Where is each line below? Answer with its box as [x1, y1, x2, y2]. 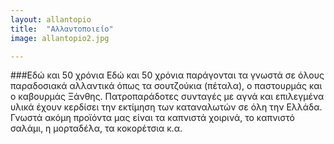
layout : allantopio [10, 14, 92, 25]
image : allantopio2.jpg [10, 33, 110, 43]
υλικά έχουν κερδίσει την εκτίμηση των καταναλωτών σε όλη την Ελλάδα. [10, 101, 323, 113]
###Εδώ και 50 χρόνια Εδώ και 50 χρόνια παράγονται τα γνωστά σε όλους [10, 69, 325, 81]
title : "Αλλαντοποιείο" [10, 24, 114, 34]
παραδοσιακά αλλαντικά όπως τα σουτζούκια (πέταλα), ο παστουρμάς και [10, 80, 323, 92]
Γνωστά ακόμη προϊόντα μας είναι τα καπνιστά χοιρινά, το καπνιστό [10, 112, 295, 124]
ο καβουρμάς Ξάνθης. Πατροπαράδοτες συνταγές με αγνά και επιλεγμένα [10, 91, 325, 103]
